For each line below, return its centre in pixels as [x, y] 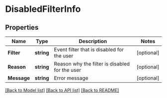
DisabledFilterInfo [43, 9]
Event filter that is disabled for [89, 49]
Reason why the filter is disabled [92, 64]
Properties [22, 27]
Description [93, 41]
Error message [71, 78]
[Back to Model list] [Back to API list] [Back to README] [62, 90]
